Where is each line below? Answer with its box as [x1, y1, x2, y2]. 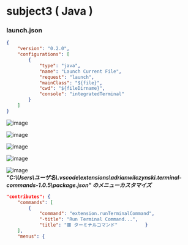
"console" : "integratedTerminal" [39, 91, 124, 97]
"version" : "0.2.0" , [17, 46, 70, 52]
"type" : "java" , [39, 62, 81, 68]
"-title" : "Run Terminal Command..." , [39, 216, 138, 222]
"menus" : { [17, 233, 45, 240]
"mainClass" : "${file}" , [39, 79, 103, 86]
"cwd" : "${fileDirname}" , [39, 86, 105, 92]
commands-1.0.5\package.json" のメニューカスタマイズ [6, 181, 152, 189]
